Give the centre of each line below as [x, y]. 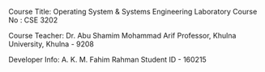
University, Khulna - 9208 [51, 44]
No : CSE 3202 [33, 20]
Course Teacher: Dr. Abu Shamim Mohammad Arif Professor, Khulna [122, 36]
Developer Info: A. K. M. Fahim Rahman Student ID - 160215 [107, 60]
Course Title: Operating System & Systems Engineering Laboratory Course [133, 12]
